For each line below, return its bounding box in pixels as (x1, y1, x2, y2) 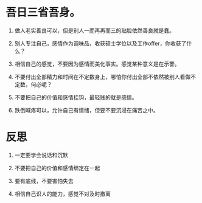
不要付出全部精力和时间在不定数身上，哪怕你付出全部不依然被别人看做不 (14, 73, 196, 80)
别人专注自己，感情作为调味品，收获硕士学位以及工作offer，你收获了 (14, 40, 187, 47)
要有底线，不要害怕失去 (14, 177, 74, 184)
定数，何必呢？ (14, 80, 52, 88)
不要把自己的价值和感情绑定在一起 (14, 164, 100, 171)
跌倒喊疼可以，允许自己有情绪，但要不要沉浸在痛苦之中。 (14, 106, 159, 114)
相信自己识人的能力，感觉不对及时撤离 (14, 190, 111, 198)
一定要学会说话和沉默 (14, 151, 68, 159)
